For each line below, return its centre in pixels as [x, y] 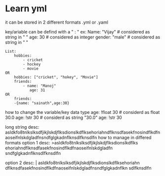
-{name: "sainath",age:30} [42, 103]
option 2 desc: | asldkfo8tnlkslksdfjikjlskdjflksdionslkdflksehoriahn [72, 163]
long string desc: [22, 127]
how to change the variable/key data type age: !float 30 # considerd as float [82, 112]
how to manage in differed [125, 137]
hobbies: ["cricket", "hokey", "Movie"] [56, 77]
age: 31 [37, 90]
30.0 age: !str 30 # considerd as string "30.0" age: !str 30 [63, 117]
